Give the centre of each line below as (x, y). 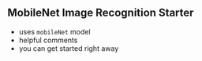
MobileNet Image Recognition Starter (101, 13)
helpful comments (48, 40)
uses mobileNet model (55, 31)
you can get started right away (69, 48)
